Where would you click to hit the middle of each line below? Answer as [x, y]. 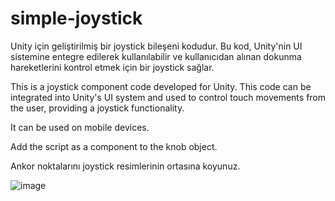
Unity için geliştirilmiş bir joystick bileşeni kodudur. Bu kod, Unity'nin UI [156, 46]
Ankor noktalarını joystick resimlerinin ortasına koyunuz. [125, 166]
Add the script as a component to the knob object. [114, 146]
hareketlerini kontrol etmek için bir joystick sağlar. [112, 67]
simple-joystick [76, 18]
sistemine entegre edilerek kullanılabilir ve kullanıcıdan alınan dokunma [156, 56]
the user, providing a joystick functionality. [97, 108]
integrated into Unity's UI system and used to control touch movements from [168, 97]
